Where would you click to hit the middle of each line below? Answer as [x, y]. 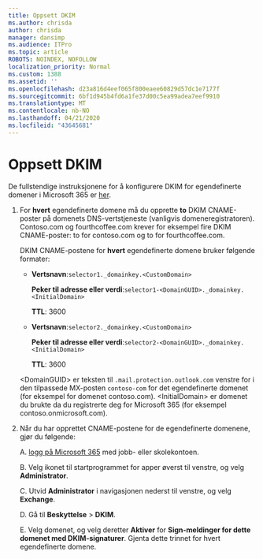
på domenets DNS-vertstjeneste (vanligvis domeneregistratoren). [148, 218]
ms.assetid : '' [33, 81]
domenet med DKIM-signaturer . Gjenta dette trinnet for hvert [120, 538]
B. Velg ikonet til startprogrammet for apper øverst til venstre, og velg [132, 467]
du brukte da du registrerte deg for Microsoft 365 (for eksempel [123, 404]
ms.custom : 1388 [35, 74]
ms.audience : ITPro [40, 45]
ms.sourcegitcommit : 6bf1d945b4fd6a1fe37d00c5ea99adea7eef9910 [114, 96]
